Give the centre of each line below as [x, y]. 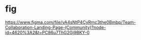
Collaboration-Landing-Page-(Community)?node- [55, 27]
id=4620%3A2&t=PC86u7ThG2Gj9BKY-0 [47, 32]
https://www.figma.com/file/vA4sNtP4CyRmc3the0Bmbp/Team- [70, 22]
